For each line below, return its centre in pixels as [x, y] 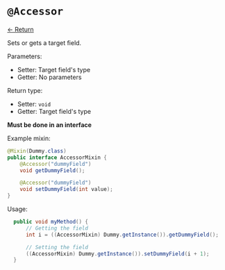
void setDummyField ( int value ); [66, 189]
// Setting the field [57, 247]
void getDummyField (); [52, 170]
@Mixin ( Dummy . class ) [37, 151]
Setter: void [34, 104]
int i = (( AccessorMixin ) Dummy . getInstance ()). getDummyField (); [122, 235]
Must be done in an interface [50, 125]
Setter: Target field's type [54, 69]
